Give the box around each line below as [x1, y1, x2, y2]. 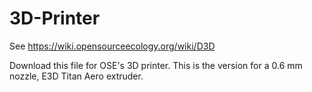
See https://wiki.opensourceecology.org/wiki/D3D [9, 40, 216, 52]
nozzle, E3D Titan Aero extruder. [9, 70, 144, 82]
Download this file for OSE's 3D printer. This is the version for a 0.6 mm [9, 59, 303, 71]
